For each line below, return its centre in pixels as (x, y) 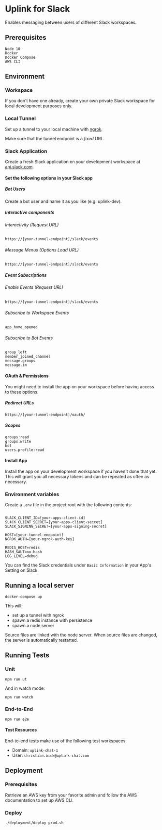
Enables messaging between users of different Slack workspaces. (71, 22)
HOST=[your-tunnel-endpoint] (34, 535)
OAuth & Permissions (27, 376)
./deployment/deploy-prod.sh (34, 823)
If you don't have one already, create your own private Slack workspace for (80, 101)
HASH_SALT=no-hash (23, 552)
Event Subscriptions (26, 275)
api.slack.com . (19, 167)
